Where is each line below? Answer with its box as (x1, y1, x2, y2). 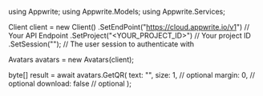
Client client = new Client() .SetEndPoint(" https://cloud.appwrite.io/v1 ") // (8, 22, 250, 31)
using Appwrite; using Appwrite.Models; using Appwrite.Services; (8, 7, 226, 16)
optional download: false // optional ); (8, 79, 132, 88)
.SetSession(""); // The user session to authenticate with (8, 39, 195, 49)
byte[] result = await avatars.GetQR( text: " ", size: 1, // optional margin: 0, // (8, 70, 255, 79)
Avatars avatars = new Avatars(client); (8, 55, 135, 64)
